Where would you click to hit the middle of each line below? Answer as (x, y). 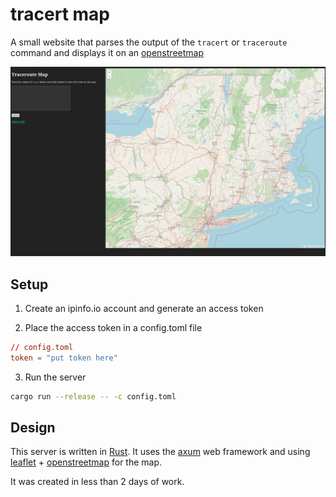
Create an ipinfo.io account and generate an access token (144, 308)
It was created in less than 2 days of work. (97, 482)
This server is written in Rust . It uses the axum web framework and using (160, 452)
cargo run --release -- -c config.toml (93, 396)
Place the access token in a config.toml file (113, 327)
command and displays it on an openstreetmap (107, 52)
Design (33, 427)
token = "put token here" (64, 358)
